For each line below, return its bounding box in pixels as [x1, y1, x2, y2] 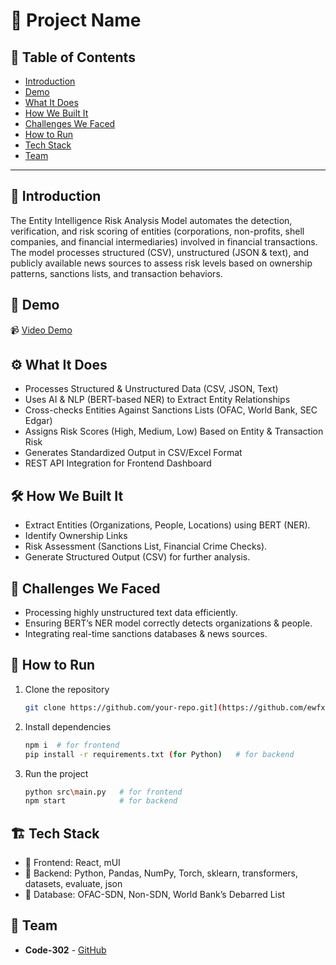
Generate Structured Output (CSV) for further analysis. [24, 551, 251, 563]
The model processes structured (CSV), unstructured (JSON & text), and [10, 246, 310, 258]
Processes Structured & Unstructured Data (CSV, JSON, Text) [24, 383, 279, 395]
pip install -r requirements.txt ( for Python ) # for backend [24, 749, 295, 759]
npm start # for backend [24, 796, 178, 806]
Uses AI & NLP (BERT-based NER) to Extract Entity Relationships [24, 394, 291, 406]
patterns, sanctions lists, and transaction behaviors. [10, 267, 223, 279]
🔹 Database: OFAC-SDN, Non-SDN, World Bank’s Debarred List [24, 889, 285, 901]
